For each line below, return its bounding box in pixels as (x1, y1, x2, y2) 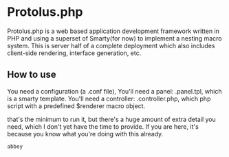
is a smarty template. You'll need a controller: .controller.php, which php (7, 94, 211, 103)
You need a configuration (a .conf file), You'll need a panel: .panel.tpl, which (7, 87, 222, 95)
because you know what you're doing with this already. (7, 129, 164, 138)
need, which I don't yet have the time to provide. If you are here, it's (7, 122, 199, 131)
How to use (7, 69, 56, 81)
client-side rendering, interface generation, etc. (7, 49, 142, 57)
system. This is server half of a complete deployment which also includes (7, 41, 215, 50)
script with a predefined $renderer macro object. (7, 101, 146, 110)
